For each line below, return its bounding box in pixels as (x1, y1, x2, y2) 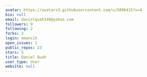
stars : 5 (5, 50, 24, 55)
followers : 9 (5, 21, 33, 27)
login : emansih (5, 36, 38, 41)
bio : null (5, 12, 26, 17)
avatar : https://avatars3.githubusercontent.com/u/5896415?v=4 (5, 7, 142, 13)
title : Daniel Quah (5, 54, 47, 60)
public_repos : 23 (5, 45, 42, 50)
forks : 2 (5, 31, 24, 36)
